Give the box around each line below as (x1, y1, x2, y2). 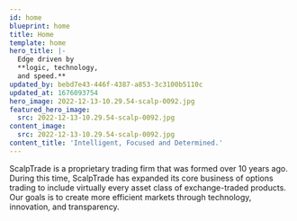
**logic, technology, (17, 64, 99, 73)
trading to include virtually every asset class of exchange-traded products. (9, 181, 286, 193)
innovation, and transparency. (9, 201, 120, 212)
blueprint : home (9, 22, 70, 31)
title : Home (9, 30, 54, 39)
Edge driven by (17, 55, 75, 64)
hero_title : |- (9, 47, 67, 56)
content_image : (9, 122, 67, 131)
